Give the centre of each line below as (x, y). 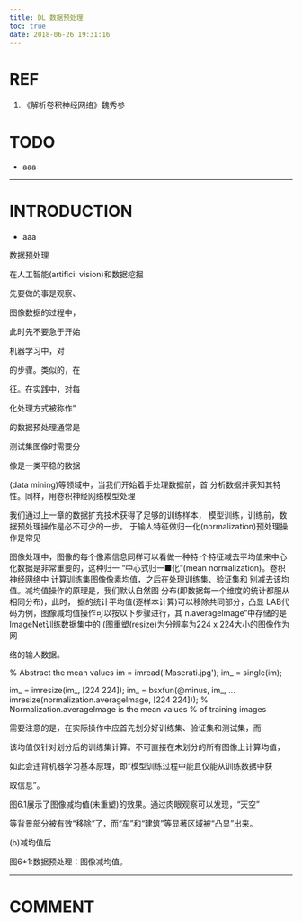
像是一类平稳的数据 (45, 466)
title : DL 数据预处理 (46, 18)
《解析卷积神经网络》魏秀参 (74, 105)
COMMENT (52, 907)
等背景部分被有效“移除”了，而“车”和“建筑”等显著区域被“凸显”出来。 (133, 824)
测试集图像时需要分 (45, 447)
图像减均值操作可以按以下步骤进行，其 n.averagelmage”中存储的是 (164, 613)
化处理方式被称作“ (43, 408)
